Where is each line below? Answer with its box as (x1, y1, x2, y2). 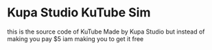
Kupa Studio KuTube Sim (7, 5, 151, 21)
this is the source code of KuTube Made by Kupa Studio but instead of (7, 27, 205, 36)
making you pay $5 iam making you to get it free (7, 34, 144, 42)
